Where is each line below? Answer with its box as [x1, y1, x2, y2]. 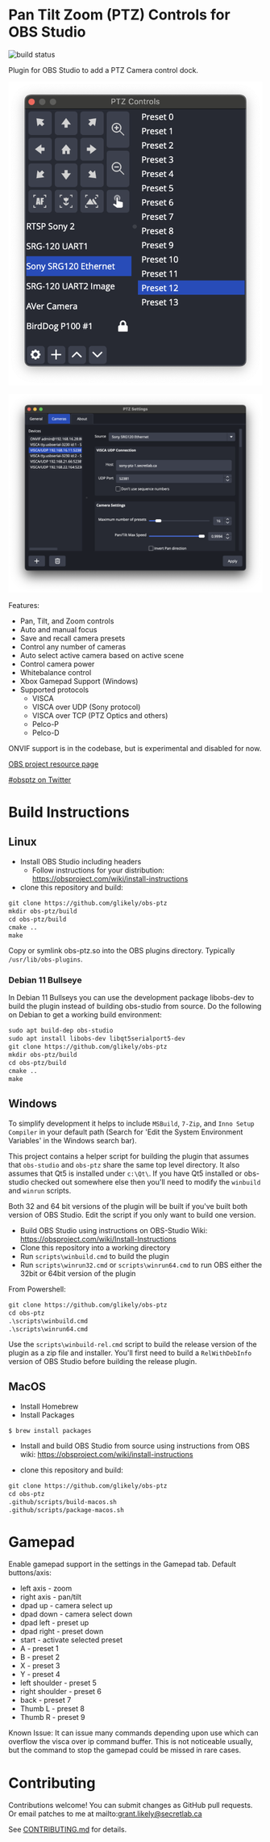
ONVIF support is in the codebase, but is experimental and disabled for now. [8, 743, 262, 753]
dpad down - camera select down [19, 1609, 133, 1619]
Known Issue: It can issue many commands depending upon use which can [8, 1728, 259, 1738]
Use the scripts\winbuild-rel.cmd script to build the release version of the [8, 1339, 257, 1349]
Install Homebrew [19, 1401, 79, 1411]
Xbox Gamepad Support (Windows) [19, 676, 139, 686]
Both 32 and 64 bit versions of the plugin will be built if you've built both [8, 1201, 248, 1210]
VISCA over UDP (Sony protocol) [31, 702, 141, 712]
